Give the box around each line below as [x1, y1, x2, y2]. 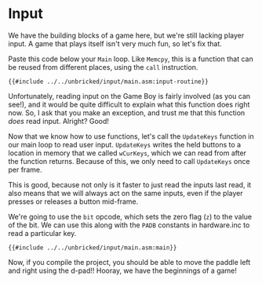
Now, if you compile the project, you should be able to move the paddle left [8, 257, 251, 267]
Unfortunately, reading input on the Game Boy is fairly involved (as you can [8, 91, 251, 100]
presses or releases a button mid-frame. [8, 197, 139, 206]
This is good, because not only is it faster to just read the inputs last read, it [8, 180, 252, 189]
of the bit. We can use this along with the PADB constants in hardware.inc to [8, 220, 250, 230]
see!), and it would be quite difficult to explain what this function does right [8, 100, 250, 109]
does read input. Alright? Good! [8, 116, 110, 125]
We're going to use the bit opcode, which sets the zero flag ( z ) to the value [8, 212, 253, 221]
